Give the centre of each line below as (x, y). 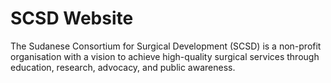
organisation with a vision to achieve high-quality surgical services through (165, 56)
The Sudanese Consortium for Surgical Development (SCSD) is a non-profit (166, 46)
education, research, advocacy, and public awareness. (123, 67)
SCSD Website (72, 18)
